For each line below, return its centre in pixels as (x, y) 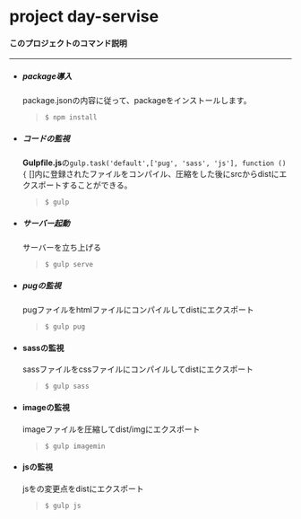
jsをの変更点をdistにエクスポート (83, 488)
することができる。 (97, 185)
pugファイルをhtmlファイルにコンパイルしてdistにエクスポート (138, 310)
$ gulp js (63, 506)
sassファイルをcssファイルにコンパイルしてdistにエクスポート (138, 369)
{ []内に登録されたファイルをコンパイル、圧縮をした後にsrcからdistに (150, 174)
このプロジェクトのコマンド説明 (68, 43)
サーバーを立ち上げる (61, 248)
